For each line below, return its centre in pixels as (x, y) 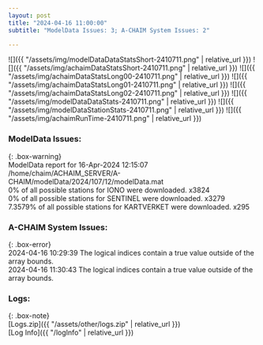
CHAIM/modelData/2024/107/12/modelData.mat (86, 181)
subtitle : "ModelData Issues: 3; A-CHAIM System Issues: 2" (109, 30)
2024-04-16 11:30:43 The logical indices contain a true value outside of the (131, 269)
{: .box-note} (29, 316)
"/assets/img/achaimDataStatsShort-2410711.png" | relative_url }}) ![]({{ (139, 68)
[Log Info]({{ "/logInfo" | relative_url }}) (71, 332)
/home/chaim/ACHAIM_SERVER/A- (64, 173)
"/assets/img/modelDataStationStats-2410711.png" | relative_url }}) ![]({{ (125, 110)
